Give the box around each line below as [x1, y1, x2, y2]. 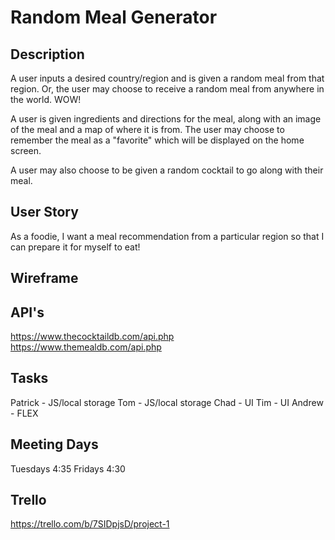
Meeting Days [10, 436, 99, 453]
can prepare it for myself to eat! [10, 241, 141, 253]
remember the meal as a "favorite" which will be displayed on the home [10, 134, 305, 146]
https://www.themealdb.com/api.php [10, 341, 162, 353]
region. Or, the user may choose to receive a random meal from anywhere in [10, 83, 325, 95]
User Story [10, 204, 79, 221]
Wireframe [10, 270, 79, 287]
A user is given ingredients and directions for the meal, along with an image [10, 113, 322, 125]
